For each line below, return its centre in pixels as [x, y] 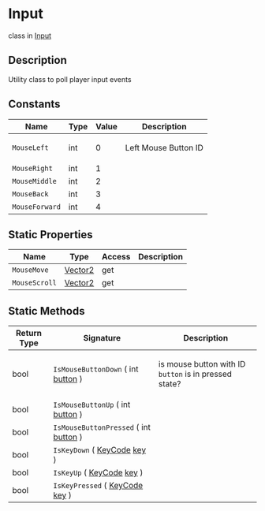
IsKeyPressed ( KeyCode [98, 486]
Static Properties [50, 235]
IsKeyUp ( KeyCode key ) [98, 472]
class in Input [30, 35]
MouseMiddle [35, 181]
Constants [34, 104]
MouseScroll [35, 283]
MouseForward [37, 207]
